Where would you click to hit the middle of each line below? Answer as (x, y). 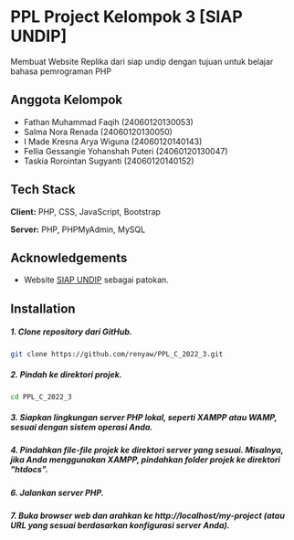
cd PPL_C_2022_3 (41, 397)
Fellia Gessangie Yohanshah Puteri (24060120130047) (126, 151)
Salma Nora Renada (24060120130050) (98, 132)
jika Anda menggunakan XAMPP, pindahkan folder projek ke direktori (146, 460)
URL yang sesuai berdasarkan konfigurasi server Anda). (121, 525)
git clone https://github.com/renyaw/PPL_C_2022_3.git (117, 354)
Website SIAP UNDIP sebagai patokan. (96, 280)
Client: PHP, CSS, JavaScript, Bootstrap (85, 211)
